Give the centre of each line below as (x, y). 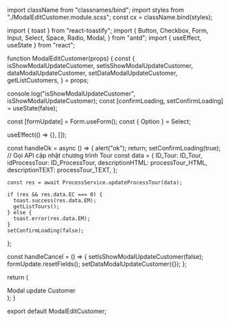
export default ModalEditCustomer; (57, 311)
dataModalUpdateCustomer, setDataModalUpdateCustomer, (92, 73)
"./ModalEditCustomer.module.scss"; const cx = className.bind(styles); (110, 17)
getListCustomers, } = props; (48, 80)
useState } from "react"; (41, 45)
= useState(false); (33, 108)
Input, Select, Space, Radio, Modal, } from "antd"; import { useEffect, (104, 38)
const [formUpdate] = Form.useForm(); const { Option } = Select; (99, 122)
